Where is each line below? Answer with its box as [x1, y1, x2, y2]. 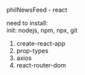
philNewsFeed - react [6, 6, 68, 14]
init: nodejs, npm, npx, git [6, 27, 78, 34]
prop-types [16, 47, 49, 55]
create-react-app [16, 40, 66, 47]
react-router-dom [16, 61, 66, 69]
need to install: [6, 19, 49, 27]
